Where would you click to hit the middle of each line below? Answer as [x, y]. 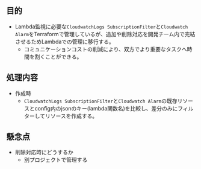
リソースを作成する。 [71, 116]
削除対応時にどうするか [44, 152]
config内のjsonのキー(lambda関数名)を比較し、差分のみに [106, 108]
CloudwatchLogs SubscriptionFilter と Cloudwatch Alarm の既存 [100, 101]
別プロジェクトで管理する [56, 160]
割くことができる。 [58, 57]
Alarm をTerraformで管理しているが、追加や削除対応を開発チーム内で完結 [105, 34]
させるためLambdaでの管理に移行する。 [64, 42]
